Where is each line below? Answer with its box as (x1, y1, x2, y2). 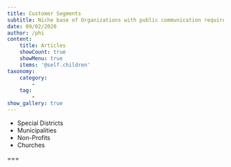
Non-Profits (16, 133, 51, 141)
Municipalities (16, 126, 57, 135)
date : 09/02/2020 (7, 23, 57, 30)
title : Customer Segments (7, 10, 81, 17)
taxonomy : (7, 68, 36, 75)
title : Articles (19, 42, 67, 49)
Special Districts (16, 119, 64, 127)
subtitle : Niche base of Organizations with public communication (7, 17, 201, 23)
